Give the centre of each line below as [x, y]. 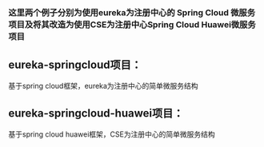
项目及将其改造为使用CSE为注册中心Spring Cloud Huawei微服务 [132, 24]
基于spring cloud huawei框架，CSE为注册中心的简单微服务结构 [112, 134]
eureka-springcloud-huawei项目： [96, 113]
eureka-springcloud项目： [75, 65]
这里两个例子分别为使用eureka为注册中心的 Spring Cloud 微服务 [132, 12]
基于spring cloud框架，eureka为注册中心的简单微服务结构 [103, 85]
